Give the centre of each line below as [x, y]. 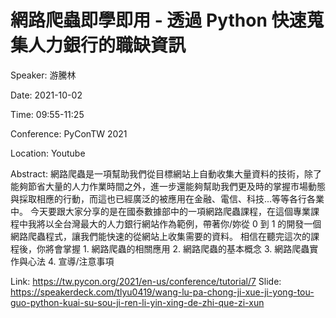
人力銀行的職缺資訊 [107, 45]
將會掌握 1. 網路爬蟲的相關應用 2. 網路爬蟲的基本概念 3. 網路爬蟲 [177, 248]
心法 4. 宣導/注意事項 [71, 261]
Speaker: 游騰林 [43, 75]
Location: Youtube [48, 153]
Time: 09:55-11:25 [47, 114]
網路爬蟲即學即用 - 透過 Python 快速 [158, 20]
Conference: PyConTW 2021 [69, 133]
